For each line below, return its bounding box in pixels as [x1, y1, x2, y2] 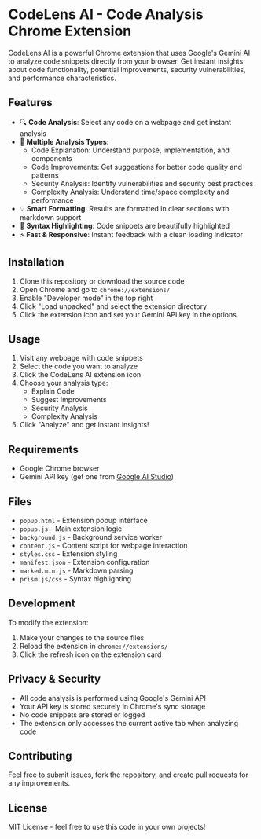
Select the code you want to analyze [19, 361, 138, 371]
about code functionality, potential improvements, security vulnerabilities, [8, 64, 246, 74]
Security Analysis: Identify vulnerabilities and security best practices [31, 178, 254, 188]
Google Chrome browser [19, 463, 100, 473]
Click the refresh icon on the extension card [19, 650, 162, 659]
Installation [8, 255, 64, 269]
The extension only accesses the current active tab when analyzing [19, 718, 239, 727]
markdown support [19, 212, 82, 222]
